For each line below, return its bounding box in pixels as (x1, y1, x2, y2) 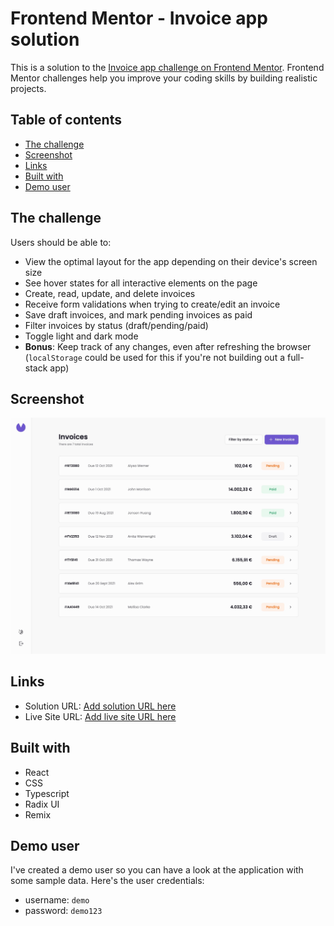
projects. (10, 82, 47, 94)
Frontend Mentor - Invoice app (10, 7, 268, 30)
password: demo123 (24, 905, 103, 917)
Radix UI (24, 798, 60, 810)
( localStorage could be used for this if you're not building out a (24, 351, 286, 363)
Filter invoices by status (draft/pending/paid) (24, 319, 209, 331)
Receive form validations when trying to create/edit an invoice (24, 298, 281, 310)
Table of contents (10, 112, 122, 129)
